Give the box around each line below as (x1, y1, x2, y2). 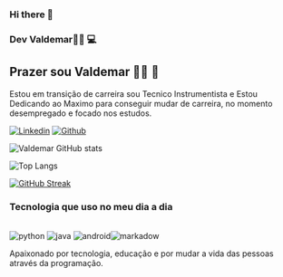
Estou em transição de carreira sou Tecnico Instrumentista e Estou (9, 88, 259, 99)
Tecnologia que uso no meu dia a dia (9, 200, 173, 213)
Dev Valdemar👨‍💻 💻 (9, 33, 97, 45)
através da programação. (9, 257, 104, 268)
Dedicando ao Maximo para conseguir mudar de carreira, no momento (9, 98, 273, 109)
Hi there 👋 (9, 8, 54, 21)
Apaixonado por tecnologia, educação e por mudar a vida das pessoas (9, 248, 274, 259)
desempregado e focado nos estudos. (9, 108, 152, 119)
